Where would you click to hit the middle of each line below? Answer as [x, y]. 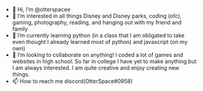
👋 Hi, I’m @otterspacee [41, 9]
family [20, 29]
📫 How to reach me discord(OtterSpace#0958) [72, 81]
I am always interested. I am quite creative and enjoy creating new [96, 68]
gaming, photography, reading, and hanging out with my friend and [97, 22]
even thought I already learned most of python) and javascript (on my [100, 42]
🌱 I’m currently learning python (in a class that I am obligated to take [98, 35]
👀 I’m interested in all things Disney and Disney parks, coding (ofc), [97, 16]
